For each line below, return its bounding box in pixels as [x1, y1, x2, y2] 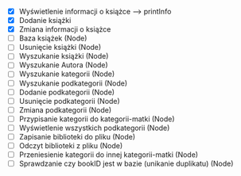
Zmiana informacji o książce [18, 25, 111, 34]
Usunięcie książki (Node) [18, 43, 102, 52]
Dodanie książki [18, 16, 72, 25]
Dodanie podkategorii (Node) [18, 87, 115, 97]
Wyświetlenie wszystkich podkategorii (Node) [18, 123, 170, 132]
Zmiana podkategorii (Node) [18, 105, 112, 114]
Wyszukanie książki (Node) [18, 52, 109, 61]
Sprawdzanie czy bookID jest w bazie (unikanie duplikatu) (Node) [18, 159, 234, 169]
